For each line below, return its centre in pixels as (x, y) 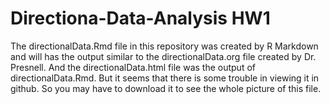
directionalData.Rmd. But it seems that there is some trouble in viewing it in (165, 78)
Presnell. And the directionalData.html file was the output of (133, 67)
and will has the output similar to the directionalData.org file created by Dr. (163, 56)
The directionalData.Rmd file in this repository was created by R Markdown (164, 46)
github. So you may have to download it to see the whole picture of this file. (166, 88)
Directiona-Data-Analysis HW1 (140, 18)
